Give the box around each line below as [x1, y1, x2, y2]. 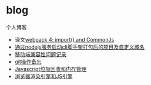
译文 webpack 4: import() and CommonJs [14, 36, 115, 43]
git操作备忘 [14, 58, 42, 65]
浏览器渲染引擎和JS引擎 [14, 73, 73, 80]
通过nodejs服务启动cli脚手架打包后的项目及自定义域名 [14, 43, 145, 50]
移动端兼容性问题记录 [14, 50, 66, 57]
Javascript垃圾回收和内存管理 [14, 65, 87, 72]
